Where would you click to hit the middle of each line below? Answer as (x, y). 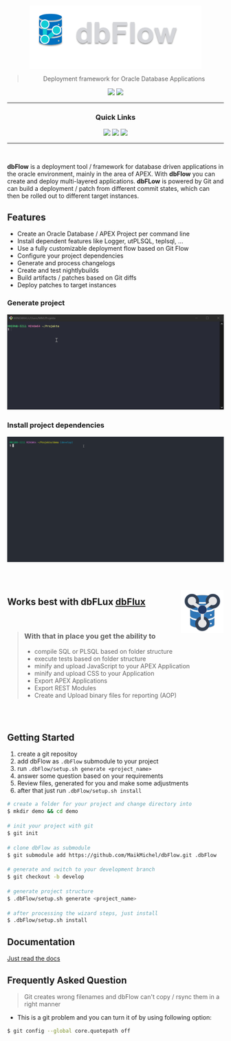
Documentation (41, 942)
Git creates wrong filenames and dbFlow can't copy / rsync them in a (122, 996)
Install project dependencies (56, 425)
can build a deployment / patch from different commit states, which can (108, 188)
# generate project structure (51, 891)
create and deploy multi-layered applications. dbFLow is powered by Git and (115, 181)
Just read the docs (34, 958)
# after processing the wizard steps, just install (82, 913)
